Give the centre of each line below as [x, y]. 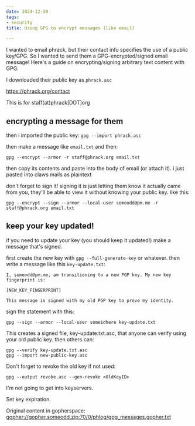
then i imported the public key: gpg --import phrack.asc [74, 135]
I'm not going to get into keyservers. [50, 388]
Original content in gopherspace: [46, 410]
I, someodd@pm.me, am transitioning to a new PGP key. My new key [89, 275]
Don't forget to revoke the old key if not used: [61, 366]
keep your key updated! [50, 226]
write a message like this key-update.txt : [56, 264]
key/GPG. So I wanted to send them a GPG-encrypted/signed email [87, 56]
